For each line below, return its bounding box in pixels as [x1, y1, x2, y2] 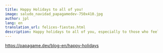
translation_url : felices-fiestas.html [5, 25, 86, 30]
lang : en [5, 20, 23, 26]
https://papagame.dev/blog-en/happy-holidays [5, 43, 99, 48]
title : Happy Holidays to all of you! [5, 7, 83, 12]
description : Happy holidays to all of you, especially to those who [5, 29, 149, 34]
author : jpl [5, 16, 29, 21]
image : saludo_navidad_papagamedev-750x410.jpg [5, 12, 103, 16]
